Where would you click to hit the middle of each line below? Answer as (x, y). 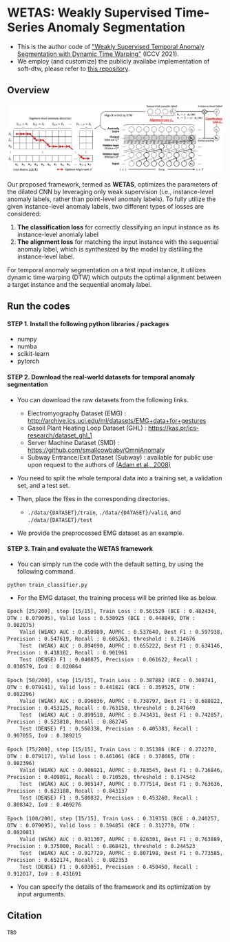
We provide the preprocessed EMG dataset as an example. (101, 533)
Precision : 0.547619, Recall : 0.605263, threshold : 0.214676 (101, 639)
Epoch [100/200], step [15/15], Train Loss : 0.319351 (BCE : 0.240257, (114, 818)
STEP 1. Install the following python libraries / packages (88, 323)
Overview (29, 90)
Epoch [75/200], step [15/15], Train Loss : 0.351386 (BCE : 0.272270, (112, 749)
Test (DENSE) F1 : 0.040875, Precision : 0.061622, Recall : (109, 659)
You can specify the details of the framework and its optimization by (114, 887)
